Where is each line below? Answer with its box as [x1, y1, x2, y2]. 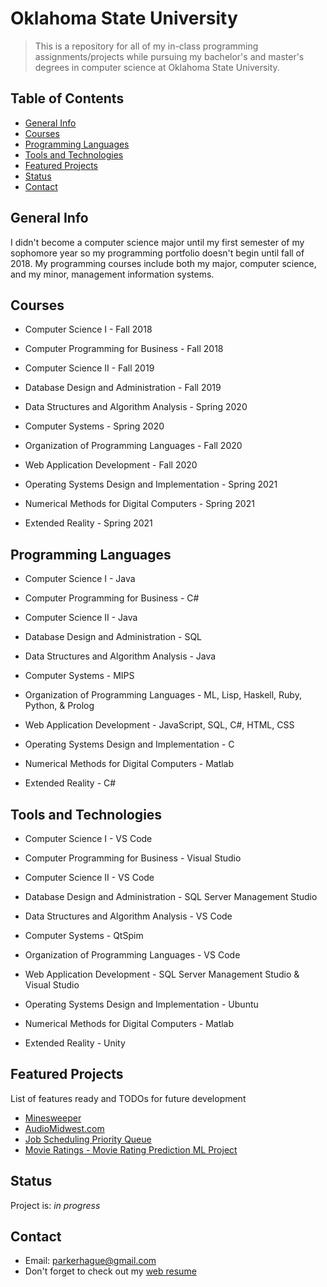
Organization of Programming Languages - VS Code [24, 949, 241, 961]
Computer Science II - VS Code [24, 872, 155, 883]
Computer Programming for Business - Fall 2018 [24, 343, 224, 355]
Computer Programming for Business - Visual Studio [24, 852, 242, 864]
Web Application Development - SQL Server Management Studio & [24, 968, 300, 980]
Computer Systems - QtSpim [24, 930, 144, 941]
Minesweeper [24, 1112, 82, 1124]
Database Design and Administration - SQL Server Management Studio [24, 891, 318, 902]
